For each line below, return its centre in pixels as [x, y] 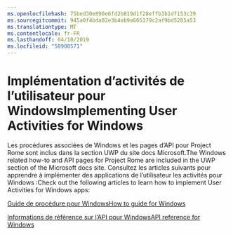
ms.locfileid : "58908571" [45, 46]
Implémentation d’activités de [96, 81]
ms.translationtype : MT [42, 27]
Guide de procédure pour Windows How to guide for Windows [96, 203]
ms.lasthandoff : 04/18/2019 [48, 40]
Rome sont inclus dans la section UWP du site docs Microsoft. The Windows [117, 152]
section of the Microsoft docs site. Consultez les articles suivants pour [109, 167]
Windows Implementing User [92, 111]
